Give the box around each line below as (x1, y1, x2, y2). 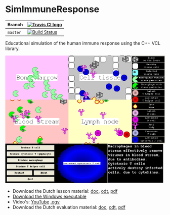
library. (5, 45, 20, 51)
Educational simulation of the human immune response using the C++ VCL (5, 40, 161, 46)
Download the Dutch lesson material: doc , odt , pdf (12, 188, 118, 194)
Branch (7, 22, 23, 28)
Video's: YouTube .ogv (12, 199, 60, 205)
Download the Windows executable (12, 193, 87, 200)
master (7, 30, 21, 35)
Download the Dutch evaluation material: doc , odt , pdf (12, 204, 125, 210)
